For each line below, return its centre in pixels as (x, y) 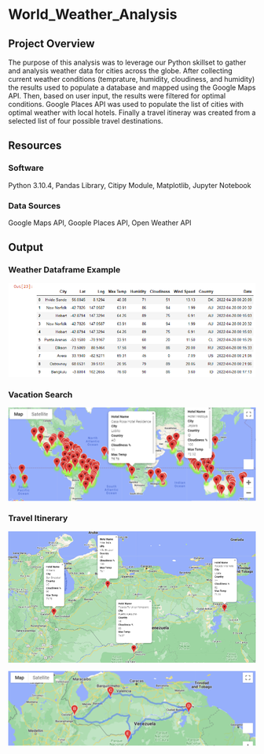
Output (26, 248)
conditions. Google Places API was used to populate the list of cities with (126, 104)
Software (26, 168)
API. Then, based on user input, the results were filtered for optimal (117, 96)
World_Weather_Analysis (93, 15)
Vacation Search (40, 394)
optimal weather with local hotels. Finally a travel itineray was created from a (132, 113)
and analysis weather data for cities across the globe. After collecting (121, 71)
